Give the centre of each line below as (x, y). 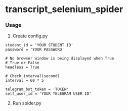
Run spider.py (27, 103)
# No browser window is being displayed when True (60, 59)
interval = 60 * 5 (25, 81)
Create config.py (30, 36)
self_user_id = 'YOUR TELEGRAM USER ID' (49, 94)
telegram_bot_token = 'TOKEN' (37, 89)
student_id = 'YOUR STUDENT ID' (39, 45)
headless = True (22, 67)
